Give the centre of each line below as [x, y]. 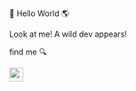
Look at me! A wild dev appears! [68, 34]
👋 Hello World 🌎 [39, 13]
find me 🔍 [28, 52]
